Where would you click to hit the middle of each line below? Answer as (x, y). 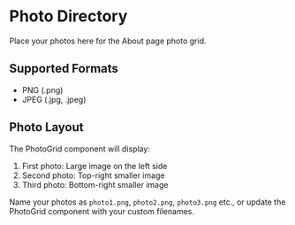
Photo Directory (68, 16)
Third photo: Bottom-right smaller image (95, 184)
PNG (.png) (42, 89)
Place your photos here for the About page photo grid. (108, 41)
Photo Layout (46, 127)
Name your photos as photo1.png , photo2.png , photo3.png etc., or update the (147, 202)
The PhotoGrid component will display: (79, 149)
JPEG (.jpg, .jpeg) (54, 99)
